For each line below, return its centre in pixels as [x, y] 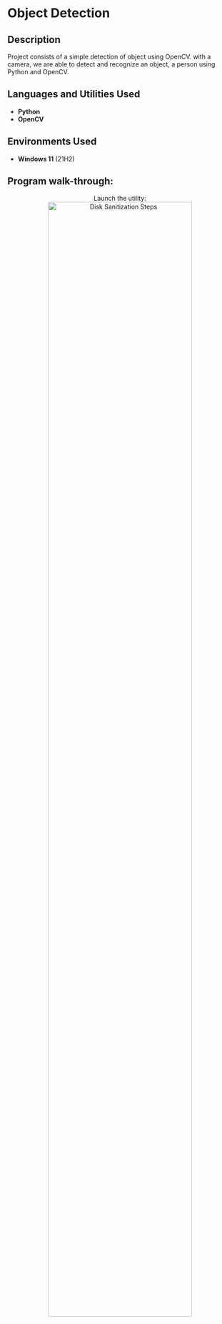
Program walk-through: [61, 181]
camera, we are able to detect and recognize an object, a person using [111, 64]
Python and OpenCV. [38, 72]
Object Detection [59, 13]
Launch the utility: [120, 199]
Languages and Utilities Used [74, 94]
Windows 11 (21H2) [46, 159]
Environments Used [52, 142]
